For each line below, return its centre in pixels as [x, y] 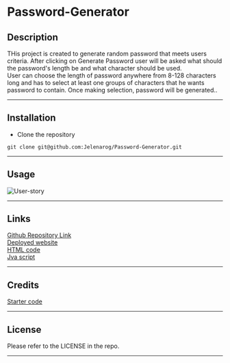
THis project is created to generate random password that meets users [107, 53]
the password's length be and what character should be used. [95, 68]
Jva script [21, 257]
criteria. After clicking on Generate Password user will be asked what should [115, 61]
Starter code [25, 301]
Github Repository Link [39, 235]
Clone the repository [46, 134]
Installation [31, 118]
